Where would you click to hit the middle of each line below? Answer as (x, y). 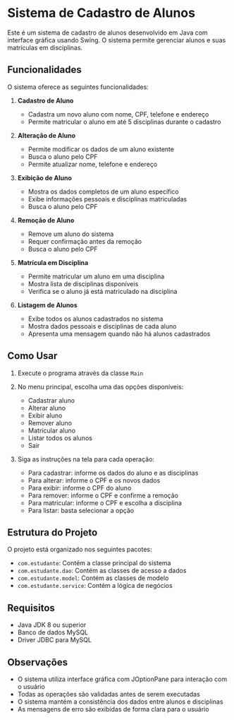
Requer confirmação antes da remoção (85, 241)
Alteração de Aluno (47, 135)
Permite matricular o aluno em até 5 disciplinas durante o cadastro (124, 122)
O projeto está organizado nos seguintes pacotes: (80, 550)
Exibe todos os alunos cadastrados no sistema (96, 319)
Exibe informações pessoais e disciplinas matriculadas (107, 199)
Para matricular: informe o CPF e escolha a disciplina (105, 502)
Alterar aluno (47, 408)
